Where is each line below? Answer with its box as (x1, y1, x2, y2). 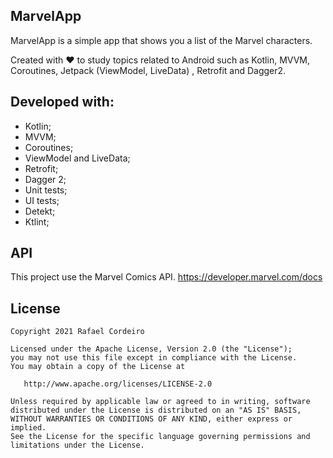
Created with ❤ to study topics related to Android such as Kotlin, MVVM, (10, 54, 310, 66)
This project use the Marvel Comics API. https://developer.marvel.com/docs (10, 271, 323, 283)
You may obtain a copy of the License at (10, 362, 186, 372)
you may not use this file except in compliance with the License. (10, 353, 298, 363)
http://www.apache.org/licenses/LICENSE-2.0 (23, 379, 213, 389)
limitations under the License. (10, 440, 145, 451)
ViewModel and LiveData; (24, 152, 131, 164)
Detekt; (24, 205, 56, 217)
